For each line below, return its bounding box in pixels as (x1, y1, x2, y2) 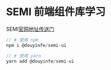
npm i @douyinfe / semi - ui (6, 42, 67, 48)
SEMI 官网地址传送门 (6, 25, 54, 32)
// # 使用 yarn (6, 53, 41, 58)
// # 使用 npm (6, 37, 39, 43)
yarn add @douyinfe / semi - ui (6, 58, 75, 64)
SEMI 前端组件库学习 (6, 5, 106, 19)
